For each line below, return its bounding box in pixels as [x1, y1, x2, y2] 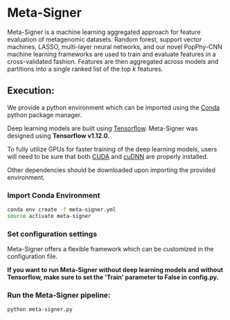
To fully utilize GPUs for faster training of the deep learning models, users [7, 144, 218, 153]
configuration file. [7, 252, 57, 261]
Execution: [7, 85, 55, 96]
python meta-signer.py [7, 306, 73, 313]
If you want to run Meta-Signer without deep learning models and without [7, 266, 224, 274]
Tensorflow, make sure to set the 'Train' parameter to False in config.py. [7, 273, 220, 282]
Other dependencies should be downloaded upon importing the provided [7, 165, 216, 174]
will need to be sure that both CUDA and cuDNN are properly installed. [7, 152, 209, 160]
